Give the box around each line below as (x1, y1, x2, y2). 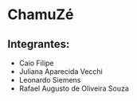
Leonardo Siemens (18, 76, 81, 84)
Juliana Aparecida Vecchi (18, 67, 103, 76)
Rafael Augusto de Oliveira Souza (18, 84, 129, 93)
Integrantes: (7, 37, 70, 51)
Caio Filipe (18, 58, 54, 68)
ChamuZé (7, 6, 74, 24)
